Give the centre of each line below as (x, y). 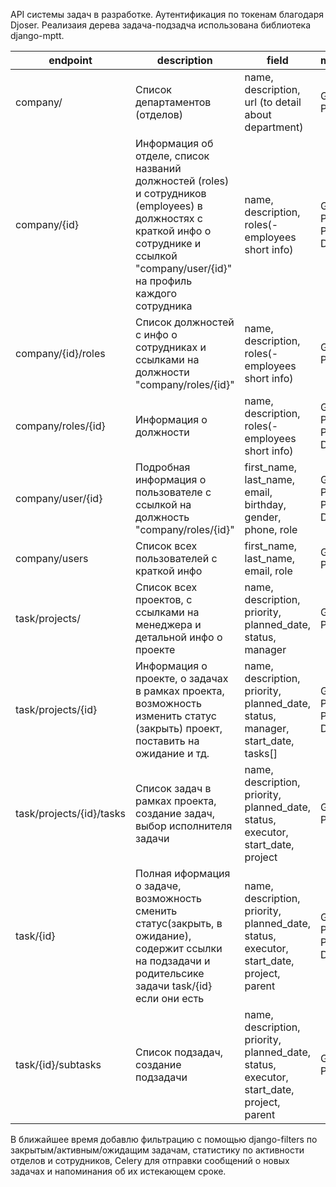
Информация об (174, 143)
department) (274, 127)
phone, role (271, 529)
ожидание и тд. (172, 753)
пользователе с (173, 492)
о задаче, (158, 886)
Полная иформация (182, 873)
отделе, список (172, 156)
